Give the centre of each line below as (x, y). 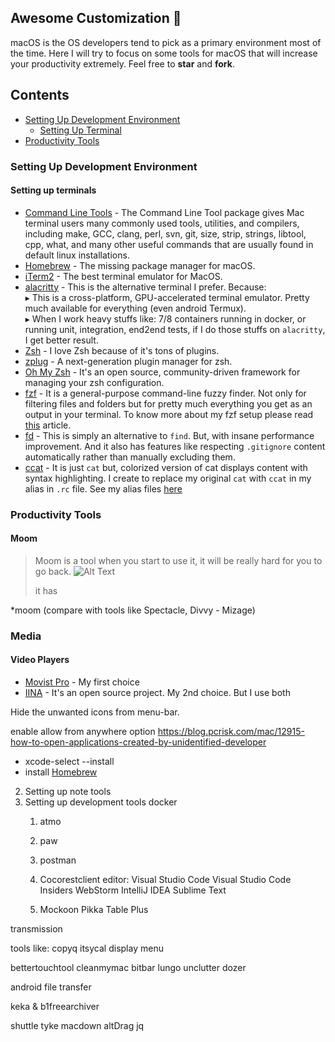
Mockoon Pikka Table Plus (94, 909)
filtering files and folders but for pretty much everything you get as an (168, 403)
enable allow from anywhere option (83, 731)
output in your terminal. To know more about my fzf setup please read (169, 414)
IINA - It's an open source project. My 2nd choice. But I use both (157, 692)
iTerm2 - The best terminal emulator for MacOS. (123, 276)
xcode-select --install (69, 761)
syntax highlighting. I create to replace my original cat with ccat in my (168, 478)
